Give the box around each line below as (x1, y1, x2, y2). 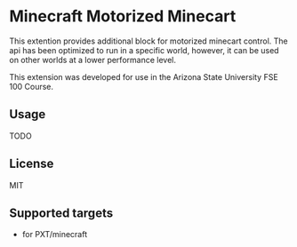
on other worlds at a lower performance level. (9, 54, 176, 65)
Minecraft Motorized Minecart (9, 6, 237, 27)
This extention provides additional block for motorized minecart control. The (9, 36, 288, 46)
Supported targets (9, 205, 114, 220)
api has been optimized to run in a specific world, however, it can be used (9, 44, 279, 55)
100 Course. (9, 81, 54, 92)
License (9, 156, 54, 171)
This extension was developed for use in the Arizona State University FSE (9, 71, 278, 82)
